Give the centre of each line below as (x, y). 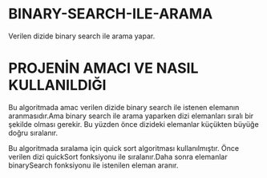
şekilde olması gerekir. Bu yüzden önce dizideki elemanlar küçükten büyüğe (133, 124)
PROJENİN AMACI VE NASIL (103, 68)
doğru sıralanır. (33, 133)
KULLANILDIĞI (57, 85)
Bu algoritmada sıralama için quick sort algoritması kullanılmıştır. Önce (123, 148)
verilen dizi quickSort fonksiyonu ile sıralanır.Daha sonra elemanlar (118, 156)
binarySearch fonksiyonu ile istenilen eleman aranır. (93, 165)
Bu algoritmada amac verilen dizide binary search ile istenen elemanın (124, 107)
